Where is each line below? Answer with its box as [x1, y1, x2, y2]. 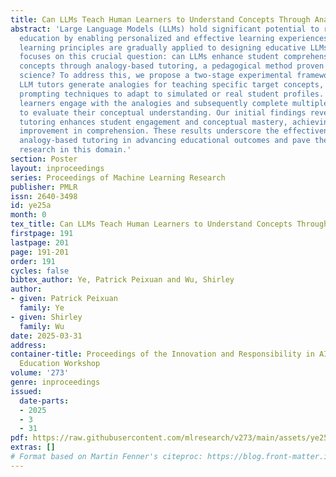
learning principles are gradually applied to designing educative [19, 42, 307, 53]
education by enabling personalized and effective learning [19, 33, 275, 43]
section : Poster [10, 154, 78, 164]
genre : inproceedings [10, 377, 101, 387]
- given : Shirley [10, 312, 83, 322]
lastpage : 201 [10, 237, 70, 248]
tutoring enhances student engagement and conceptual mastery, [19, 117, 288, 127]
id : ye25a [10, 201, 52, 211]
